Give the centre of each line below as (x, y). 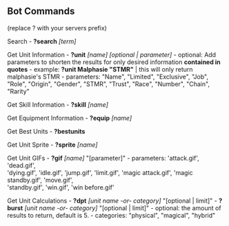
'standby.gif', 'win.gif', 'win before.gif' (61, 187)
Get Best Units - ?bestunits (46, 131)
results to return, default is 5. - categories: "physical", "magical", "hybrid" (111, 215)
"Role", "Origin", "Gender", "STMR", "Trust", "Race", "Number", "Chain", (109, 84)
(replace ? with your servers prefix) (57, 28)
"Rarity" (18, 91)
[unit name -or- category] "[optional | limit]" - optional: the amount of (123, 208)
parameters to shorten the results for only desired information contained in (114, 62)
